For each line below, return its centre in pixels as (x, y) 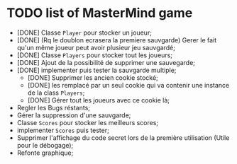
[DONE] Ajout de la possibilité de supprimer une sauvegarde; (106, 62)
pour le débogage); (45, 145)
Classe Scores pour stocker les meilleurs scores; (88, 122)
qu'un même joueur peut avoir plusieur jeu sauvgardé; (96, 47)
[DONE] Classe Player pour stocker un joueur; (84, 33)
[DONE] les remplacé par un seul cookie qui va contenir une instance (128, 85)
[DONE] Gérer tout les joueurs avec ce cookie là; (99, 100)
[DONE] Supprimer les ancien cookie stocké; (93, 77)
